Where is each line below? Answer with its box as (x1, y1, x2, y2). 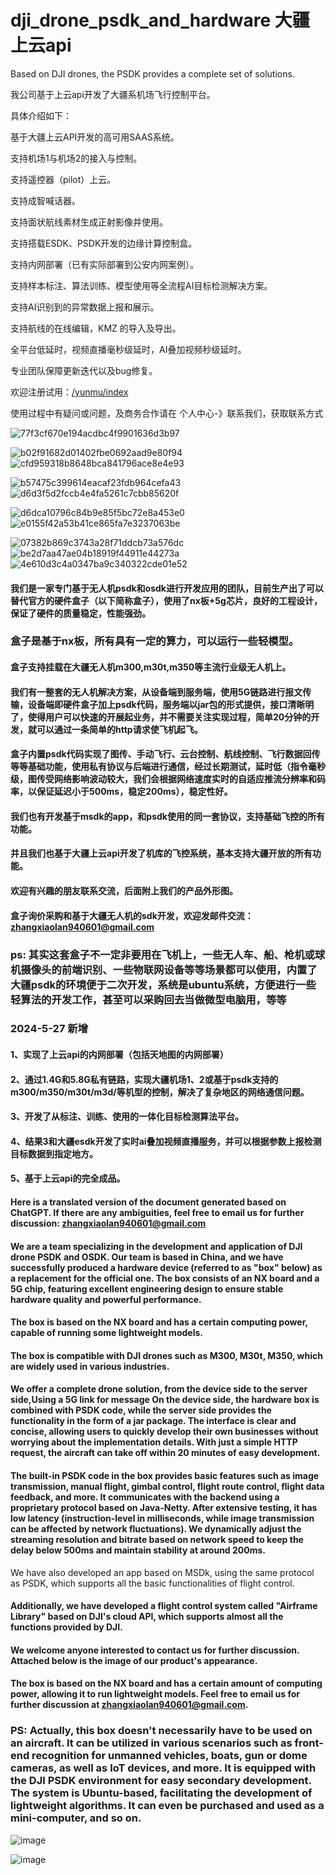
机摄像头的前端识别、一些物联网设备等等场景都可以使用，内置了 (10, 962, 318, 976)
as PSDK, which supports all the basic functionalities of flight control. (10, 1577, 295, 1589)
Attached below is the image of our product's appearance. (10, 1654, 258, 1666)
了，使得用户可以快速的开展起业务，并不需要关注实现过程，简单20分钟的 (10, 711, 312, 723)
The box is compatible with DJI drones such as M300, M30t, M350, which (10, 1349, 323, 1361)
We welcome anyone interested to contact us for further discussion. (10, 1644, 300, 1656)
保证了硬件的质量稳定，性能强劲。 (10, 607, 151, 619)
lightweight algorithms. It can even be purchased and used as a (10, 1799, 325, 1813)
